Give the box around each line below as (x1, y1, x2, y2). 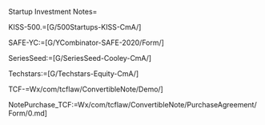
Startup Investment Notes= (8, 7, 98, 16)
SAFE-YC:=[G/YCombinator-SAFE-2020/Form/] (8, 38, 164, 47)
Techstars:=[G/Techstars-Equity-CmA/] (8, 69, 139, 79)
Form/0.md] (8, 108, 48, 118)
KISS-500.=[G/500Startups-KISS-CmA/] (8, 22, 142, 31)
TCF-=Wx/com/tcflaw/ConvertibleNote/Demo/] (8, 84, 164, 94)
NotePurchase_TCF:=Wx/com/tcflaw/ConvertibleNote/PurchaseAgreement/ (8, 100, 258, 109)
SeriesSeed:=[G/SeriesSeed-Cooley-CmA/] (8, 54, 152, 62)
